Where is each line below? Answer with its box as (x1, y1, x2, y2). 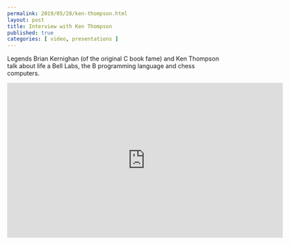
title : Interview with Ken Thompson (7, 23, 112, 30)
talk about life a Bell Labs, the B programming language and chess (7, 62, 195, 70)
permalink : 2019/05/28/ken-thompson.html (7, 10, 128, 17)
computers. (7, 70, 40, 78)
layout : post (7, 17, 45, 23)
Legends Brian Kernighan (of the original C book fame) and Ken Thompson (7, 54, 219, 63)
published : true (7, 29, 54, 36)
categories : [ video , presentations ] (7, 36, 118, 43)
